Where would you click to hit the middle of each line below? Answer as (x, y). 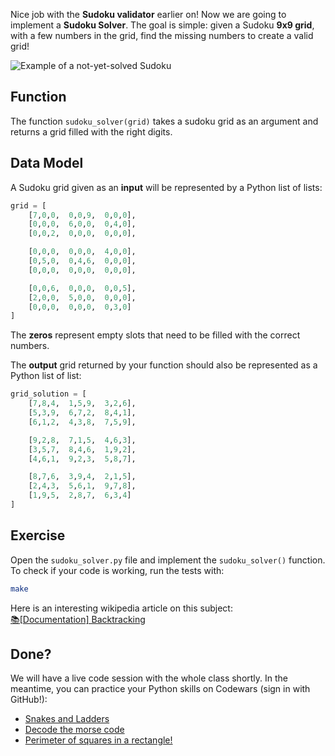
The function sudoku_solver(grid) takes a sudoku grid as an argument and (164, 121)
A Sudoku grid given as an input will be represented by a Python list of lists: (166, 187)
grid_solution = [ (48, 394)
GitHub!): (29, 700)
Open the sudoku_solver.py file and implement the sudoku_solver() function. (168, 560)
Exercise (38, 535)
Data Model (47, 163)
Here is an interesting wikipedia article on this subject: (121, 608)
